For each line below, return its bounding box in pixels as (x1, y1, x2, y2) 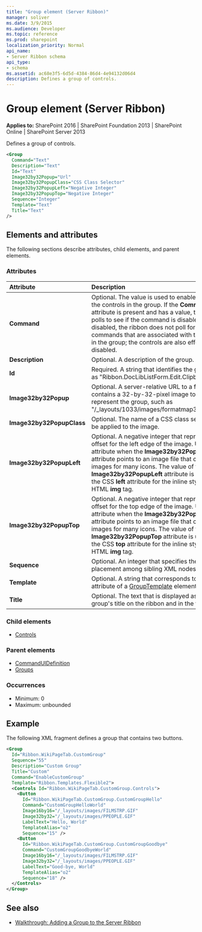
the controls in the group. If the (91, 300, 179, 309)
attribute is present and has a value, (91, 308, 192, 316)
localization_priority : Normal (6, 43, 85, 49)
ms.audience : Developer (6, 25, 66, 32)
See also (6, 902, 39, 913)
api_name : (6, 48, 31, 54)
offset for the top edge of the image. (91, 502, 194, 511)
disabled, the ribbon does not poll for (91, 323, 195, 331)
